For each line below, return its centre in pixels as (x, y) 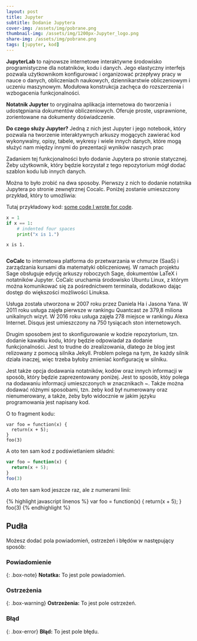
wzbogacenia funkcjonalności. (43, 93)
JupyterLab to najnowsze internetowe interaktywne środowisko (84, 61)
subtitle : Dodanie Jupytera (41, 22)
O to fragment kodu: (31, 414)
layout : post (22, 12)
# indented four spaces (46, 228)
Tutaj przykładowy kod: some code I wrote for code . (70, 207)
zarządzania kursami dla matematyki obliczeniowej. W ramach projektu (93, 268)
